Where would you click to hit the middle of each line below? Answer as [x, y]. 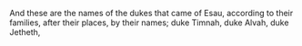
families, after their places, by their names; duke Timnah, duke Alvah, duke [149, 23]
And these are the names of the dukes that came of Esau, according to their [151, 13]
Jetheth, [25, 32]
